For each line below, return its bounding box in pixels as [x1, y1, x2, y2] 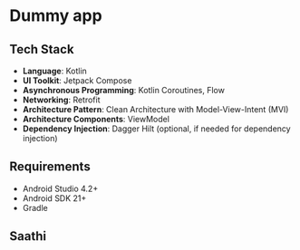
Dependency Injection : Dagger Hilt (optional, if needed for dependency [22, 123, 292, 134]
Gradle [22, 202, 48, 213]
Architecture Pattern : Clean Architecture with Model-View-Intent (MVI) [22, 104, 289, 114]
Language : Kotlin [22, 65, 88, 76]
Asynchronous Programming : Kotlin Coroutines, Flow [22, 85, 225, 95]
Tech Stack [9, 42, 74, 57]
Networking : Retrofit [22, 94, 102, 105]
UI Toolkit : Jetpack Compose [22, 75, 132, 86]
